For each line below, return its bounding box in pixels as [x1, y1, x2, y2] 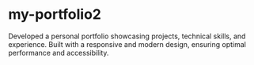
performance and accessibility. [8, 48, 109, 57]
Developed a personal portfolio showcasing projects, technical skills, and [8, 31, 246, 41]
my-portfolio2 [8, 5, 101, 23]
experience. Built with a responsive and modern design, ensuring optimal [8, 39, 247, 49]
